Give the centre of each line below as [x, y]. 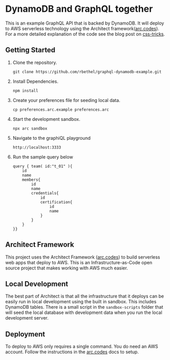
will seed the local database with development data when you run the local [84, 312]
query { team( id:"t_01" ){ [42, 166]
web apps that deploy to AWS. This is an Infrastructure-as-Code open [79, 262]
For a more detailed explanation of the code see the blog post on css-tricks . [85, 34]
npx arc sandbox [30, 129]
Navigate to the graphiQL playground [52, 138]
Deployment [25, 334]
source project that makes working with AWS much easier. [67, 268]
